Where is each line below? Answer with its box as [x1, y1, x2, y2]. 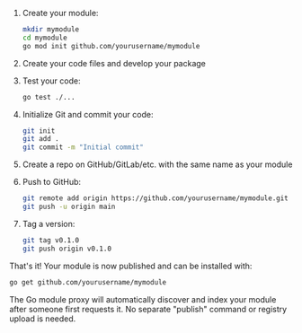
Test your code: [22, 75, 81, 86]
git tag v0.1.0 [22, 235, 80, 245]
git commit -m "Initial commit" [22, 143, 144, 152]
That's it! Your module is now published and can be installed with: [9, 260, 253, 271]
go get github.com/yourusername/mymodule [9, 277, 167, 286]
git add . [22, 135, 60, 144]
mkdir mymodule [22, 25, 80, 34]
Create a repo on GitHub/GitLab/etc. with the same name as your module [22, 159, 293, 170]
